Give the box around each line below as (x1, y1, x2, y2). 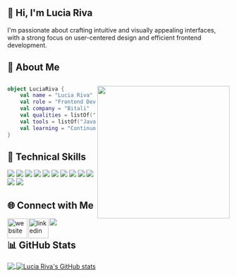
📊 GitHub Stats (7, 239, 76, 251)
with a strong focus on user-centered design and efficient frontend (7, 33, 202, 42)
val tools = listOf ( (20, 118, 80, 125)
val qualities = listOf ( (20, 112, 93, 119)
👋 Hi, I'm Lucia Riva (7, 7, 93, 19)
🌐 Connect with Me (7, 199, 94, 211)
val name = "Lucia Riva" (20, 92, 93, 99)
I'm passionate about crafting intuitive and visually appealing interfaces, (7, 25, 217, 34)
